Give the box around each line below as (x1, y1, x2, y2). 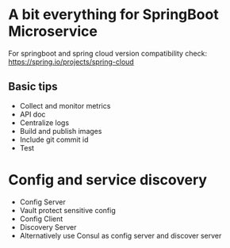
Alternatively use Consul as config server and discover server (19, 231, 222, 240)
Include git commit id (19, 135, 89, 144)
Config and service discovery (8, 170, 208, 189)
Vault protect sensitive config (19, 205, 117, 215)
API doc (19, 109, 46, 119)
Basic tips (8, 80, 58, 93)
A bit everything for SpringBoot (8, 6, 220, 24)
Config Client (19, 214, 63, 223)
